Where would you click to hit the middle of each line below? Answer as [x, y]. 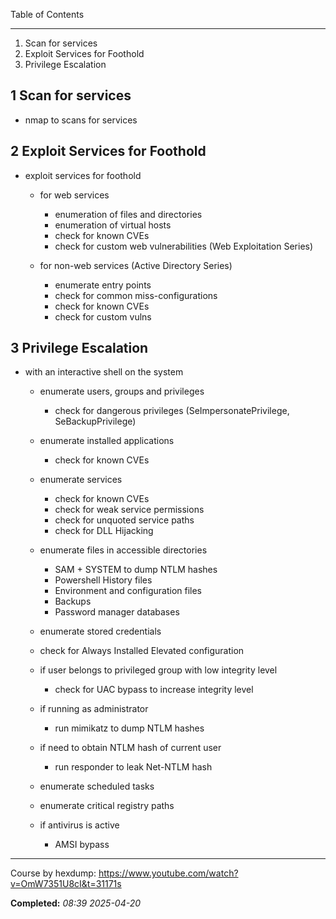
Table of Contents [47, 14]
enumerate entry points [103, 285]
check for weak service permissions [129, 510]
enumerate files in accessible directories [123, 550]
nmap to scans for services [81, 120]
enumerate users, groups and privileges [122, 391]
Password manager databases [117, 612]
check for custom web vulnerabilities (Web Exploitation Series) [184, 246]
